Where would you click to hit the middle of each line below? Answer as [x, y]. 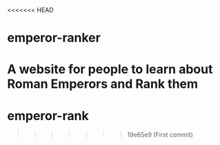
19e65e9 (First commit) [160, 135]
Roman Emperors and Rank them [103, 84]
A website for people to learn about [110, 69]
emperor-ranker [54, 38]
